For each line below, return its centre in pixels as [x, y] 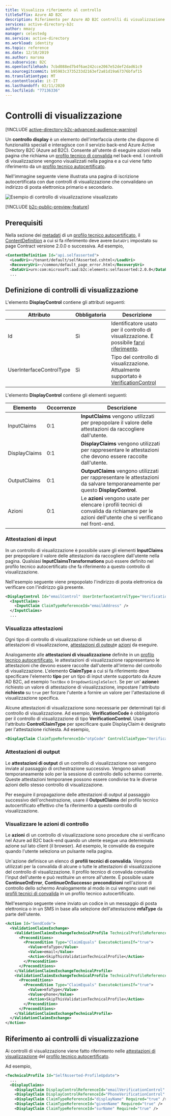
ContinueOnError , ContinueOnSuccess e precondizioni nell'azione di [79, 882]
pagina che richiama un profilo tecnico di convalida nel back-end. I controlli [84, 156]
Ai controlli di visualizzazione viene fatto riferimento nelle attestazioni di [80, 1051]
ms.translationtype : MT [31, 76]
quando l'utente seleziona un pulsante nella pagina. [59, 851]
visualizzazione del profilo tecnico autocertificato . [58, 1056]
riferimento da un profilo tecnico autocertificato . [55, 166]
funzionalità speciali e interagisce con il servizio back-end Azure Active [80, 145]
